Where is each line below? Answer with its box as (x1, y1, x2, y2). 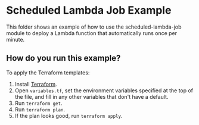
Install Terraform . (14, 80, 58, 87)
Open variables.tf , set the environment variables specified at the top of (14, 87, 194, 94)
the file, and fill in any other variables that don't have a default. (14, 93, 169, 100)
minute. (6, 36, 25, 43)
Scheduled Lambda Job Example (6, 4, 172, 17)
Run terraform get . (14, 99, 63, 107)
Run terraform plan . (14, 105, 66, 113)
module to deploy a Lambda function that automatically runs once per (6, 29, 178, 36)
